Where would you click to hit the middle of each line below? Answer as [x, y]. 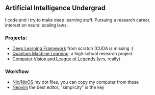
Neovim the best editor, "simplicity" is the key [58, 87]
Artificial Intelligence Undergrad [55, 8]
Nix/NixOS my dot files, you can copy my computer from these [75, 82]
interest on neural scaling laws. [37, 25]
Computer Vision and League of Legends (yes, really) [66, 59]
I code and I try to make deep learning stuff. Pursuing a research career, [78, 20]
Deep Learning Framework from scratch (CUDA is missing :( [73, 48]
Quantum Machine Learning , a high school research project [72, 54]
